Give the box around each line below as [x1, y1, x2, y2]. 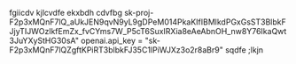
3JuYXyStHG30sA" [9, 35, 80, 46]
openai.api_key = [81, 35, 144, 46]
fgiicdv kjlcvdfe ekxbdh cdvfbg [9, 8, 122, 18]
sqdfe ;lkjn [224, 45, 264, 55]
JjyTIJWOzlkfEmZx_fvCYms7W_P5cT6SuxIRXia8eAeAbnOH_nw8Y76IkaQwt [9, 26, 287, 36]
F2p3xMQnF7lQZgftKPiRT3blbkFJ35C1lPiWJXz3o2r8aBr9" [9, 45, 223, 55]
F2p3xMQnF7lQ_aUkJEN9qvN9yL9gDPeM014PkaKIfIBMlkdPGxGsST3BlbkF [9, 17, 286, 27]
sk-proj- [123, 8, 154, 18]
